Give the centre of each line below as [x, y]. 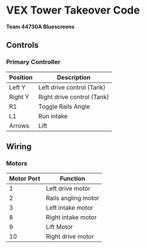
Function [73, 179]
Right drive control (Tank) [74, 97]
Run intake [53, 116]
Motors [17, 163]
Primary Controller [33, 62]
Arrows [19, 126]
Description [74, 77]
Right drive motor [70, 237]
